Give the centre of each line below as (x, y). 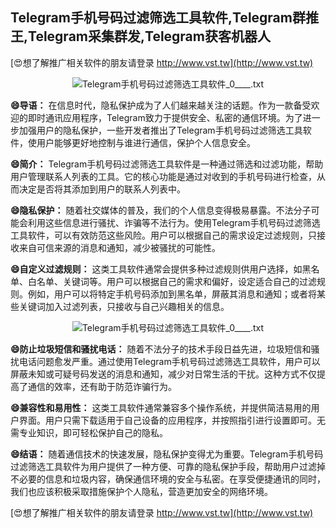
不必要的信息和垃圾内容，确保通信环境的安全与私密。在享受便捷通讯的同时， (168, 479)
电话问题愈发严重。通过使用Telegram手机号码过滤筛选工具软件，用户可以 (169, 361)
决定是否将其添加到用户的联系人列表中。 (102, 189)
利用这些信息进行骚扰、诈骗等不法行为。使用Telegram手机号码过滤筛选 (174, 222)
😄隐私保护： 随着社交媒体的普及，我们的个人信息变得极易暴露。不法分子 (161, 210)
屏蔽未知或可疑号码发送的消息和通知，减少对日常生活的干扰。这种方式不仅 (163, 374)
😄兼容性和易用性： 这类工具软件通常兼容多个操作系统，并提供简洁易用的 (161, 407)
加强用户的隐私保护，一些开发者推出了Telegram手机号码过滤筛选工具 (160, 130)
